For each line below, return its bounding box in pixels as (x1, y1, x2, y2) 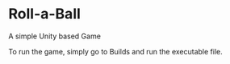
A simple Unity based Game (8, 31, 101, 41)
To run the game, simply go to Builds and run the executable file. (8, 46, 224, 56)
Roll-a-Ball (8, 5, 81, 23)
